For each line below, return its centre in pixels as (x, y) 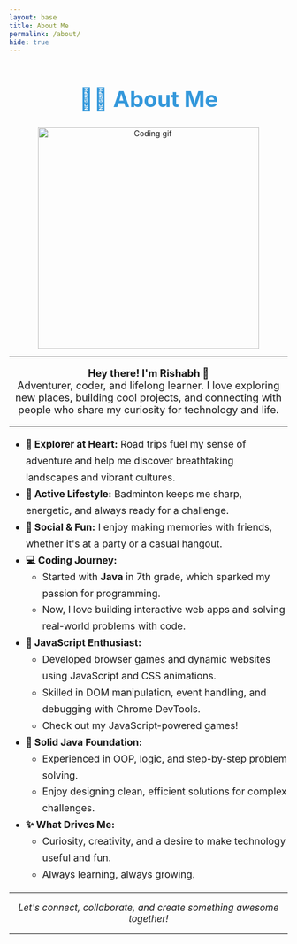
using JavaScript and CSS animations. (129, 676)
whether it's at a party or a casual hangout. (124, 543)
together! (148, 919)
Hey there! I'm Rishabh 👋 (148, 373)
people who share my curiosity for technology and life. (148, 410)
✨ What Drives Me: (70, 825)
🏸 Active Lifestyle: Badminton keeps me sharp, (134, 494)
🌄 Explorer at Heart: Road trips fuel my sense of (136, 445)
